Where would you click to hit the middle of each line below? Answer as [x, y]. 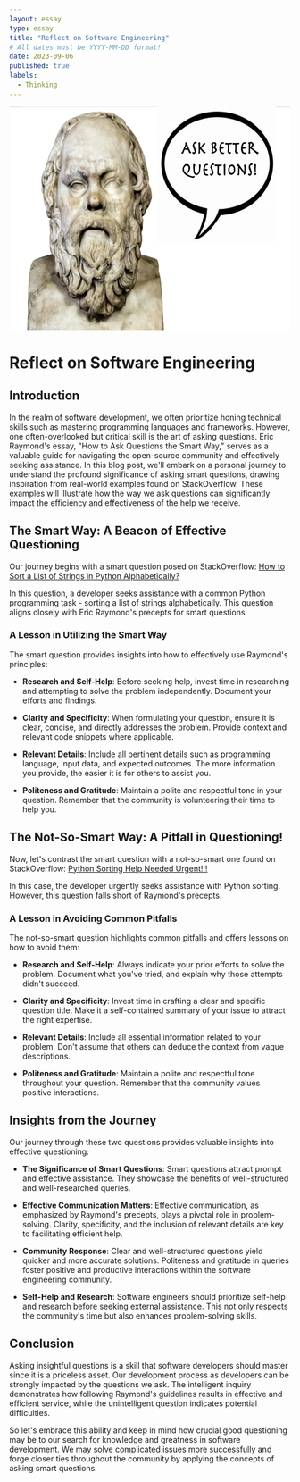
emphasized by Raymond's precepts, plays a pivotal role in [130, 1214]
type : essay [31, 28]
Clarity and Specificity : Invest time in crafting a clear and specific [144, 1001]
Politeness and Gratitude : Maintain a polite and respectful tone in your [152, 790]
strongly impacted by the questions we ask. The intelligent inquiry [130, 1384]
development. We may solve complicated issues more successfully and [141, 1449]
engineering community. [67, 1279]
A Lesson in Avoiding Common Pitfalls [93, 918]
